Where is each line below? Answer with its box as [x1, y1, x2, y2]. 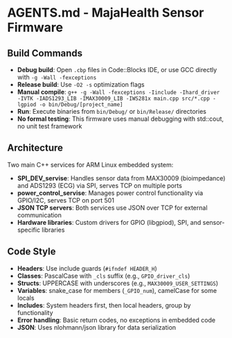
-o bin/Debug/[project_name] [39, 101, 123, 108]
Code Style [7, 246, 56, 257]
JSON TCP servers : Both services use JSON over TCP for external [17, 203, 208, 212]
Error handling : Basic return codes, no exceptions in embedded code [17, 316, 216, 324]
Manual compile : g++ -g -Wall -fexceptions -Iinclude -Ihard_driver [17, 88, 220, 96]
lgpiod [17, 101, 37, 108]
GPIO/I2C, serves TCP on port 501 [17, 196, 114, 204]
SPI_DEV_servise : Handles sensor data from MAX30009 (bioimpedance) [17, 174, 226, 182]
